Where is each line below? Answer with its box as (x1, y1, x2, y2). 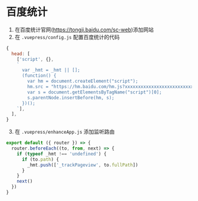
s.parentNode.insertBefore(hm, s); (27, 95, 115, 100)
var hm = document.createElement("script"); (27, 78, 138, 85)
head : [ (11, 51, 31, 57)
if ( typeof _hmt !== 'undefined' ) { (16, 151, 107, 157)
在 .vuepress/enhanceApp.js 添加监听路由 (14, 128, 115, 135)
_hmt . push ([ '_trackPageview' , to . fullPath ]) (27, 162, 138, 168)
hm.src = (27, 84, 49, 90)
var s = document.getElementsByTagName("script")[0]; (27, 89, 162, 95)
